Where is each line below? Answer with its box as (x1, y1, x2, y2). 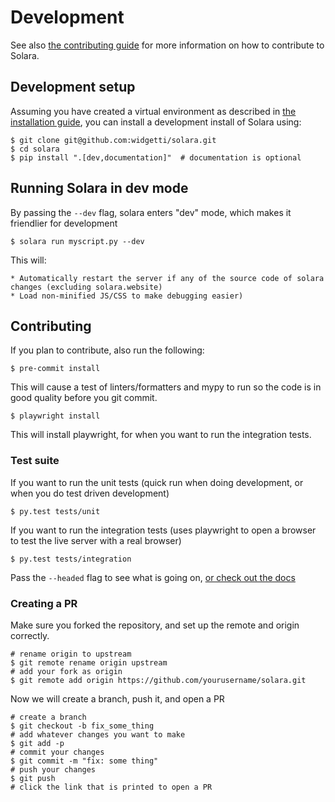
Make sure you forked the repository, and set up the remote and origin (10, 619, 300, 631)
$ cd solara (10, 144, 60, 154)
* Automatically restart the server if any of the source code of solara (10, 273, 325, 283)
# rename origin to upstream (10, 649, 132, 659)
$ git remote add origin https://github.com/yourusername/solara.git (10, 675, 307, 685)
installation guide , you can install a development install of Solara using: (10, 116, 302, 128)
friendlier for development (10, 217, 118, 229)
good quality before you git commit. (10, 392, 158, 404)
